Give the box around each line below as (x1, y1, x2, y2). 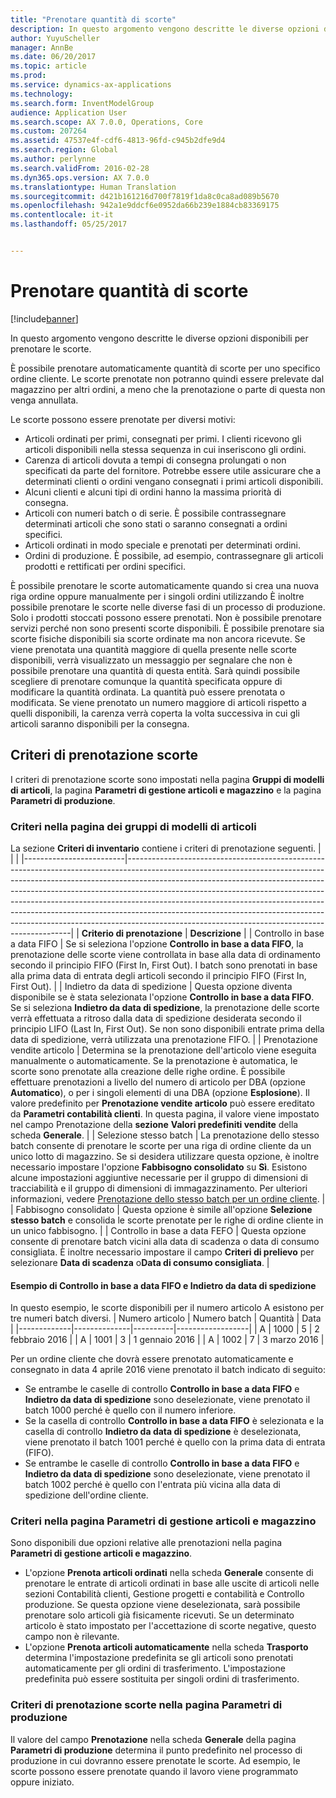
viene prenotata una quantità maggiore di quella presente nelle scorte (10, 643, 297, 655)
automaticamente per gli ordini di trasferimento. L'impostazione (24, 1662, 286, 1675)
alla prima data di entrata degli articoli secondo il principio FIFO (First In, (10, 969, 307, 981)
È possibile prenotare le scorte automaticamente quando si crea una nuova (10, 579, 320, 591)
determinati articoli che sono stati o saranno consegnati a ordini (24, 517, 288, 530)
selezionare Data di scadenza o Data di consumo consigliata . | (10, 1256, 270, 1268)
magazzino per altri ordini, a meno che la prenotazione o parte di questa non (10, 383, 326, 395)
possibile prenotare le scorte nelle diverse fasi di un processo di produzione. (10, 601, 326, 613)
